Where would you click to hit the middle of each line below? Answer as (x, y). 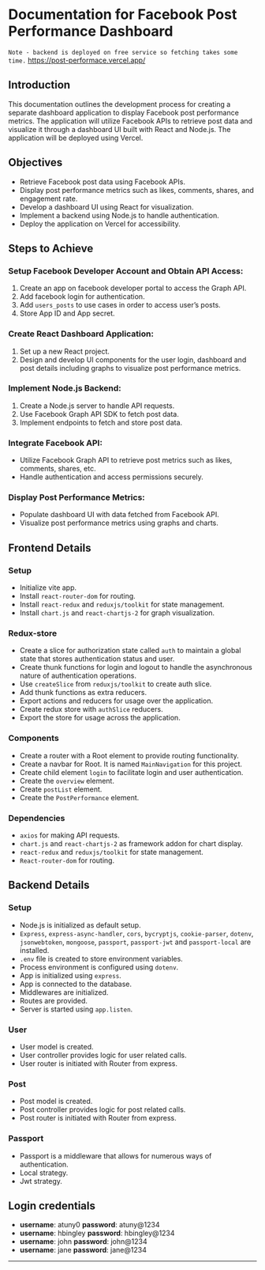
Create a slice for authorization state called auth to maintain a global (130, 651)
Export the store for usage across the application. (100, 718)
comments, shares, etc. (58, 469)
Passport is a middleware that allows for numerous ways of (116, 1155)
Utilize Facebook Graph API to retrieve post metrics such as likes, (126, 460)
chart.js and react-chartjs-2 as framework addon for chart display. (131, 844)
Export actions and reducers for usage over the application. (116, 701)
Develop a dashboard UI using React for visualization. (106, 206)
